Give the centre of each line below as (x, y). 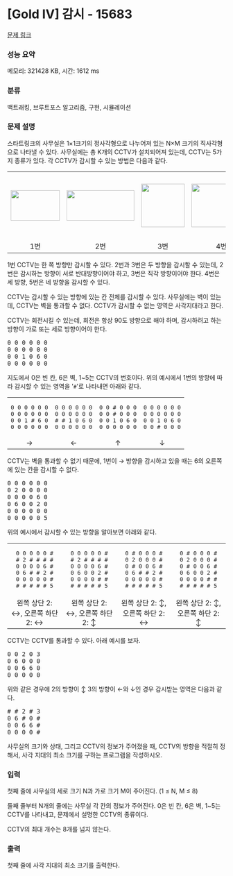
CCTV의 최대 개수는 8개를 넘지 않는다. (59, 829)
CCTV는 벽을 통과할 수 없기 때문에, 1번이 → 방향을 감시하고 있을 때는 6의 (106, 461)
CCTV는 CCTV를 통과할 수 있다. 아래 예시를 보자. (74, 640)
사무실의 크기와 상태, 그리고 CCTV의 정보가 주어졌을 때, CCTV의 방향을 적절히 (113, 746)
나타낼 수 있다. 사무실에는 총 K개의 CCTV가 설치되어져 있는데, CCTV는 (115, 152)
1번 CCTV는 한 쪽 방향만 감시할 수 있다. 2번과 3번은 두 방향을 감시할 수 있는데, (113, 264)
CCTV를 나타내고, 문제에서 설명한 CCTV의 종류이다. (78, 815)
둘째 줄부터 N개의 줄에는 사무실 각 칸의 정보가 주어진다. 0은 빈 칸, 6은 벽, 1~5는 (114, 806)
